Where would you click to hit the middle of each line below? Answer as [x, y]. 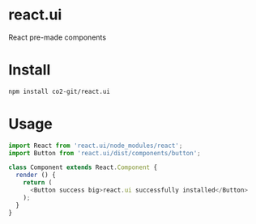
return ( [38, 183]
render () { [36, 175]
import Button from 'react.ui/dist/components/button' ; [105, 153]
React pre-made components [58, 37]
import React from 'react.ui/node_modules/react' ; [96, 146]
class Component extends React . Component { [83, 167]
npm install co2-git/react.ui [60, 91]
